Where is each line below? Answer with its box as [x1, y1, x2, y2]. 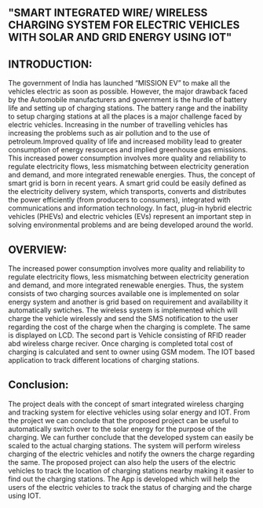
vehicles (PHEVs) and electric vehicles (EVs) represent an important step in [8, 212, 251, 221]
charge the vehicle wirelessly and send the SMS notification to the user [8, 314, 239, 323]
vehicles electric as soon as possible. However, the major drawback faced [8, 86, 249, 97]
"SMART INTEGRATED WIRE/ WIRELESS [8, 6, 208, 20]
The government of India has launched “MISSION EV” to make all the [8, 79, 231, 88]
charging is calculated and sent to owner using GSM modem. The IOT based [8, 347, 255, 356]
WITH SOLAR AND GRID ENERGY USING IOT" [8, 31, 232, 44]
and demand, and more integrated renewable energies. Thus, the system [8, 280, 244, 290]
